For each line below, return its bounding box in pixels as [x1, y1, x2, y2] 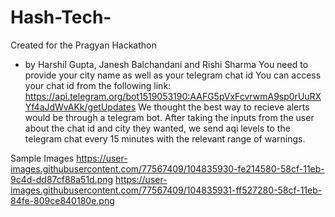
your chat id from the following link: [24, 79, 172, 91]
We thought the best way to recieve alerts [138, 101, 310, 113]
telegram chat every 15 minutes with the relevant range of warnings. [24, 132, 306, 145]
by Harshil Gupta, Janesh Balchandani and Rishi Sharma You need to [24, 58, 309, 70]
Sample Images [10, 152, 75, 164]
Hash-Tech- [10, 6, 112, 29]
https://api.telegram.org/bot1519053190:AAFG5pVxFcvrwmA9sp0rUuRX [24, 90, 322, 102]
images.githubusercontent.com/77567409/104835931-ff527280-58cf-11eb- [10, 184, 323, 196]
